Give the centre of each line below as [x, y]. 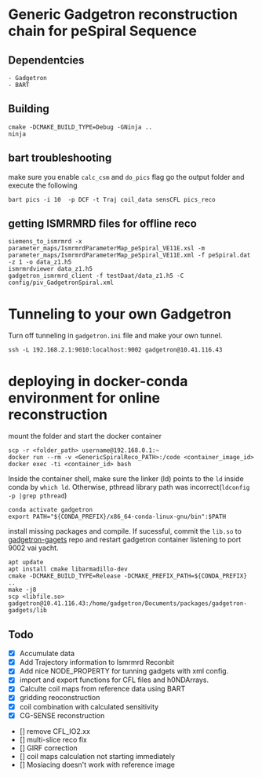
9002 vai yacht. [33, 548]
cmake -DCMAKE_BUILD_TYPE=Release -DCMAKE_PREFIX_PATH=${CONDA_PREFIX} [127, 576]
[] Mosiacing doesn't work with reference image [97, 764]
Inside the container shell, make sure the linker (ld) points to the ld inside [126, 479]
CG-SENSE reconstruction [62, 715]
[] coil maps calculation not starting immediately [97, 756]
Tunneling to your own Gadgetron [120, 314]
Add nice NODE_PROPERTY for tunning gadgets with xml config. [124, 671]
